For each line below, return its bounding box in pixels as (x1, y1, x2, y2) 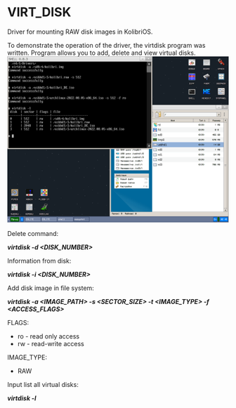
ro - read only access (17, 331, 79, 341)
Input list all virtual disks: (7, 380, 79, 388)
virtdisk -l (7, 394, 37, 402)
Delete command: (7, 229, 59, 237)
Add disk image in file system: (7, 284, 95, 292)
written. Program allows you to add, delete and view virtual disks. (7, 48, 196, 57)
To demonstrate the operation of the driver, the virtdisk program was (7, 41, 206, 49)
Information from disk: (7, 256, 72, 265)
